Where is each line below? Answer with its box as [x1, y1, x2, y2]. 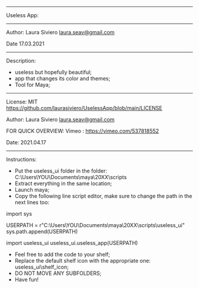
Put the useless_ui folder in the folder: [14, 167, 108, 174]
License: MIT [6, 98, 38, 105]
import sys [6, 211, 33, 217]
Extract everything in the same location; [14, 180, 113, 187]
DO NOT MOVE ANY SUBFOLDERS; [14, 270, 102, 277]
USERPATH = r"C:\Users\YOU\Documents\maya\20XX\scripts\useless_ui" [6, 222, 185, 228]
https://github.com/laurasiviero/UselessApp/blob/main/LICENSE [6, 105, 163, 111]
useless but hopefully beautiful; [14, 69, 92, 76]
